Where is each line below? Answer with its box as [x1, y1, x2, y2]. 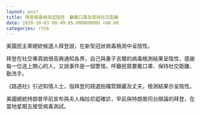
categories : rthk [6, 25, 50, 32]
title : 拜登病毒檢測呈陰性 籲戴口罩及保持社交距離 [6, 14, 118, 20]
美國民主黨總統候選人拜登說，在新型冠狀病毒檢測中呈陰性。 [6, 42, 153, 49]
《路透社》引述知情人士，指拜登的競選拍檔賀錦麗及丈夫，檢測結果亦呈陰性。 [6, 83, 195, 90]
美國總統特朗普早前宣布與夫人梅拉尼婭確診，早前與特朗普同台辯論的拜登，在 [6, 95, 195, 102]
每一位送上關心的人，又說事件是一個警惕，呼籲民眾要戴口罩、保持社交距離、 [6, 63, 195, 70]
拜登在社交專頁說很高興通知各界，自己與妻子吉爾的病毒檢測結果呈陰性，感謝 [6, 55, 195, 63]
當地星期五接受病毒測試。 [6, 102, 69, 110]
